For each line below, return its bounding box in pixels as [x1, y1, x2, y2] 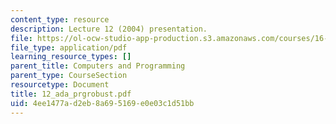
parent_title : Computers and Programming [10, 61, 186, 71]
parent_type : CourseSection [10, 71, 128, 81]
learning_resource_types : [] [10, 52, 132, 62]
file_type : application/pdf [10, 42, 128, 53]
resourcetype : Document [10, 80, 110, 90]
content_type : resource [10, 14, 110, 25]
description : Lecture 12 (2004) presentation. [10, 24, 208, 34]
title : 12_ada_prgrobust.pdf [10, 89, 132, 99]
